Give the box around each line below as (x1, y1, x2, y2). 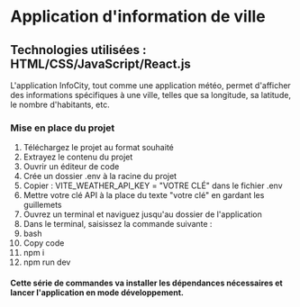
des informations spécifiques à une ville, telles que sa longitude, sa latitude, (10, 90, 292, 100)
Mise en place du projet (10, 122, 115, 134)
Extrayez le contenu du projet (23, 151, 133, 163)
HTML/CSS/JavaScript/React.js (10, 56, 192, 71)
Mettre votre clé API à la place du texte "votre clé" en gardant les (23, 190, 265, 201)
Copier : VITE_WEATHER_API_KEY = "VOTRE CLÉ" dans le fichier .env (23, 180, 283, 191)
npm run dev (23, 257, 71, 267)
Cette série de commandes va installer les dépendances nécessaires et (10, 277, 283, 288)
